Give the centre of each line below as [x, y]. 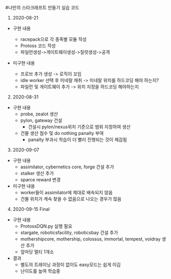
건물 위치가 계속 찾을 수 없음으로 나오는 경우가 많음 [71, 199]
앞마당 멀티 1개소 [37, 252]
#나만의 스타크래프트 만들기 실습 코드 [42, 7]
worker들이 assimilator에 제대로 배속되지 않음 [66, 192]
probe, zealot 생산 [39, 114]
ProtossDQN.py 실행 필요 [46, 226]
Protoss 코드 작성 [38, 46]
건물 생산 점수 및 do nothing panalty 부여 [62, 133]
